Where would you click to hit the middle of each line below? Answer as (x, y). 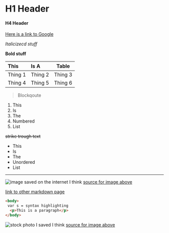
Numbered (24, 121)
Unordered (24, 162)
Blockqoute (29, 95)
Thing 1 (17, 75)
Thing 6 (63, 83)
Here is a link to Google (29, 34)
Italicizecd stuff (21, 44)
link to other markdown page (35, 192)
